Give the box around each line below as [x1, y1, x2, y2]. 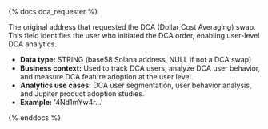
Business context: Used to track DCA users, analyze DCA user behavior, [19, 63, 261, 73]
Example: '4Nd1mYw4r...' [19, 98, 103, 107]
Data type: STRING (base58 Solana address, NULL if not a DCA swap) [19, 55, 252, 64]
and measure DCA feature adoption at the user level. [19, 72, 194, 81]
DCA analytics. [8, 39, 58, 49]
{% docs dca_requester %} [8, 7, 98, 16]
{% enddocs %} [8, 113, 62, 123]
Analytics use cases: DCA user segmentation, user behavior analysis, [19, 80, 252, 90]
